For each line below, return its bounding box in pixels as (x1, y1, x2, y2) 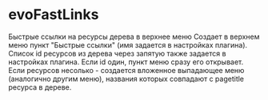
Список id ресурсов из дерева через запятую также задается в (8, 48, 226, 58)
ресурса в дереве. (8, 82, 72, 92)
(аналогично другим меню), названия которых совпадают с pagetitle (8, 74, 245, 83)
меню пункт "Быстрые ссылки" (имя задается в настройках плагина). (8, 40, 248, 49)
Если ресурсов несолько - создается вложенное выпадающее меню (8, 65, 245, 75)
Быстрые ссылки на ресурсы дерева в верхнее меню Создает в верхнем (8, 32, 260, 41)
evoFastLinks (8, 6, 99, 24)
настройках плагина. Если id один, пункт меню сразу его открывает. (8, 57, 244, 67)
